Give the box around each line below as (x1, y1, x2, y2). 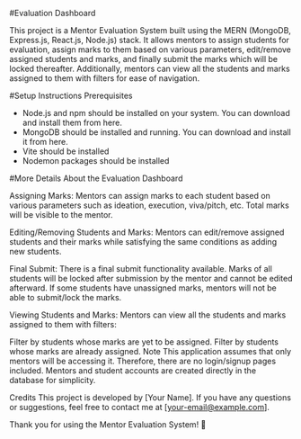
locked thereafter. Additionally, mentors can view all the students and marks (9, 63, 290, 74)
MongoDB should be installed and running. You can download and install (22, 127, 292, 138)
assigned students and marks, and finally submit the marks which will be (9, 54, 279, 64)
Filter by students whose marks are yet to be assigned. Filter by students (9, 336, 279, 347)
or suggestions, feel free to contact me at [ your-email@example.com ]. (9, 402, 270, 412)
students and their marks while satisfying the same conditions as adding (9, 237, 277, 246)
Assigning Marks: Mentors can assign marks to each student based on (9, 191, 271, 201)
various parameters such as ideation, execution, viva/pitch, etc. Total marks (9, 200, 289, 211)
